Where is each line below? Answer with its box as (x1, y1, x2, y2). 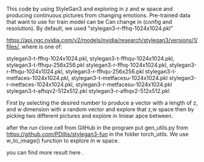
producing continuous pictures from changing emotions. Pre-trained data (6, 12, 191, 19)
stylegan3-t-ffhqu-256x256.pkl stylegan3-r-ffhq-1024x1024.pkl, (6, 61, 168, 68)
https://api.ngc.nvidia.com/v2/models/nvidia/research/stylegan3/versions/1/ (6, 37, 198, 43)
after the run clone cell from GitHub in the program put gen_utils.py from (6, 124, 188, 131)
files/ (6, 43, 20, 50)
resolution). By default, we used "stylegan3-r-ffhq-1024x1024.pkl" (6, 24, 173, 32)
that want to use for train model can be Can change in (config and (6, 18, 172, 25)
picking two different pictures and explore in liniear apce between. (6, 112, 173, 119)
